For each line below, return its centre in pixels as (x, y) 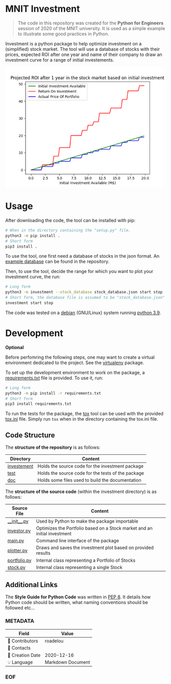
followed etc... (20, 608)
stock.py (16, 567)
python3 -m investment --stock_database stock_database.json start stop (84, 292)
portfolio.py (19, 560)
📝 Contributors (23, 641)
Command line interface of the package (78, 541)
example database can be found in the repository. (57, 262)
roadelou (54, 641)
